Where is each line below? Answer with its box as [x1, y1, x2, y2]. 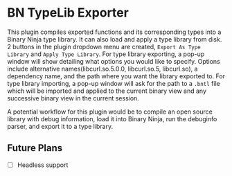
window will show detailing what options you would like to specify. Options [7, 57, 220, 65]
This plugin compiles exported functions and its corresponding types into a [7, 28, 222, 36]
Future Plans [7, 142, 63, 154]
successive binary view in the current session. [7, 94, 140, 102]
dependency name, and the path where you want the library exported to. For [7, 71, 226, 80]
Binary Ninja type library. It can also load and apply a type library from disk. [7, 35, 222, 43]
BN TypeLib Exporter [7, 5, 130, 21]
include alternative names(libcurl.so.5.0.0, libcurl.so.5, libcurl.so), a [7, 64, 198, 73]
